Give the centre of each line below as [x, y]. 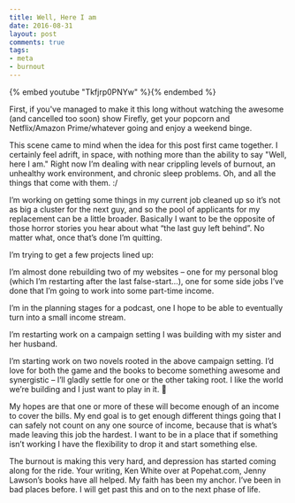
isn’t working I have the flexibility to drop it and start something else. [133, 444]
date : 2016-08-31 [41, 26]
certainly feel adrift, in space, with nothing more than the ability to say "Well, [148, 154]
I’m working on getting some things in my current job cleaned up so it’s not [145, 199]
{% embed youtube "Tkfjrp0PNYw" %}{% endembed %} [113, 92]
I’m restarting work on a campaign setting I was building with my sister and [145, 334]
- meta [21, 58]
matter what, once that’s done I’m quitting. [86, 237]
